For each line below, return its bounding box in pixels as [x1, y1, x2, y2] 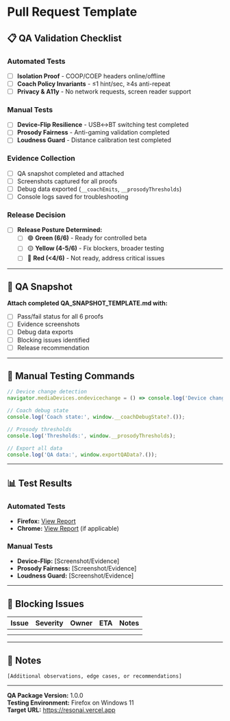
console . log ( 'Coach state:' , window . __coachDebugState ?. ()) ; [7, 413, 186, 421]
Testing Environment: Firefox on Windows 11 [7, 698, 134, 707]
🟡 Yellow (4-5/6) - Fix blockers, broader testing [27, 244, 164, 253]
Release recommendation [16, 343, 90, 352]
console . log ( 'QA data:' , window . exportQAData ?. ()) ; [7, 451, 157, 458]
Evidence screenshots [16, 320, 80, 328]
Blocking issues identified [16, 336, 90, 344]
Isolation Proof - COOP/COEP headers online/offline [16, 71, 166, 80]
